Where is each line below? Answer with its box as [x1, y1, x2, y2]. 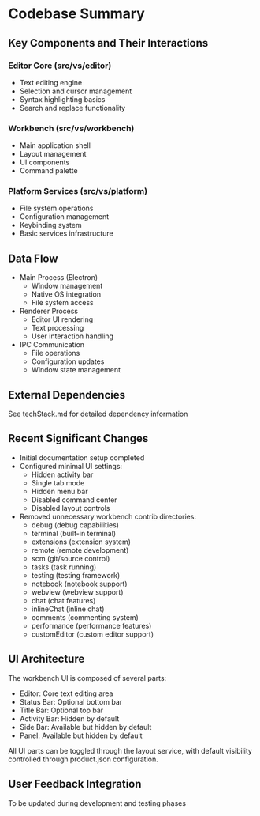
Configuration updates [31, 357, 105, 366]
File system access [31, 298, 94, 308]
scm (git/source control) [31, 553, 110, 563]
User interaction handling [31, 331, 114, 341]
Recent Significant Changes [8, 432, 149, 445]
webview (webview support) [31, 587, 124, 597]
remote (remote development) [31, 545, 129, 554]
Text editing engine [19, 77, 83, 87]
